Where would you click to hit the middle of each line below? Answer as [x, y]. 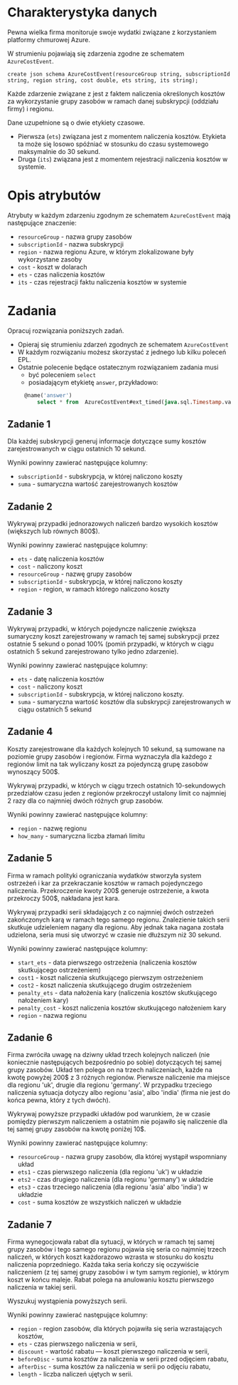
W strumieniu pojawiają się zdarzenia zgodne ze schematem [96, 53]
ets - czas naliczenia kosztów [61, 274]
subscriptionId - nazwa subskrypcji [71, 244]
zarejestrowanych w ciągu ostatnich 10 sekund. [77, 449]
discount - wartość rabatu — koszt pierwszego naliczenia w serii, [113, 1351]
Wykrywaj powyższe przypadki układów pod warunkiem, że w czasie [109, 1114]
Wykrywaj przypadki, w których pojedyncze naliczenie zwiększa [102, 629]
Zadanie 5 [30, 859]
